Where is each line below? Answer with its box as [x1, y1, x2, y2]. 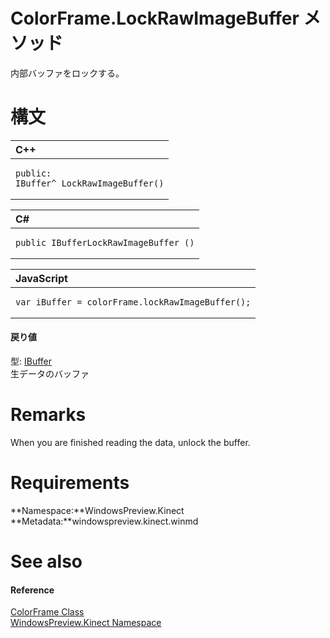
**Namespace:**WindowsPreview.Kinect [10, 504, 185, 516]
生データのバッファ [10, 368, 90, 380]
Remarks [10, 404, 87, 426]
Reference [10, 584, 55, 596]
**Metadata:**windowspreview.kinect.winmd [10, 515, 199, 527]
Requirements [10, 472, 130, 494]
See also [10, 550, 83, 573]
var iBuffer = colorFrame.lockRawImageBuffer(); [15, 296, 252, 308]
